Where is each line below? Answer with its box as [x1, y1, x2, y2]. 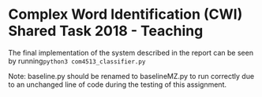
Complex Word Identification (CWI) [8, 5, 243, 23]
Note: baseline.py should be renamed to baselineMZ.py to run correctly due [8, 71, 255, 81]
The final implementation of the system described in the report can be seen [8, 48, 254, 57]
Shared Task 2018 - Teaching [8, 22, 204, 40]
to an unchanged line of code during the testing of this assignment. [8, 80, 227, 89]
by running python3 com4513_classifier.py [8, 56, 146, 66]
